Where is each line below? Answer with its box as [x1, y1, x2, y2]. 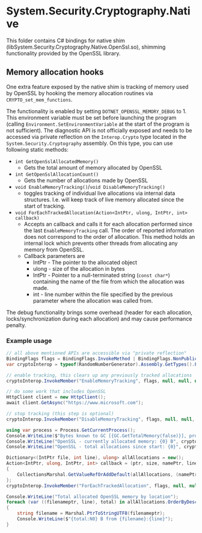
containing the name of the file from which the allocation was [32, 278, 185, 285]
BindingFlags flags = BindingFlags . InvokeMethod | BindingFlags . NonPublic [6, 356, 198, 362]
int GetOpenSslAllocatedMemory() [14, 158, 99, 165]
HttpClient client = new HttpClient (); [6, 394, 106, 401]
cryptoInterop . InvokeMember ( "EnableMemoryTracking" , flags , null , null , [6, 378, 192, 384]
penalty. [6, 321, 26, 328]
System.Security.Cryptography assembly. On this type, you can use [6, 140, 173, 147]
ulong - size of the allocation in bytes [32, 265, 125, 272]
